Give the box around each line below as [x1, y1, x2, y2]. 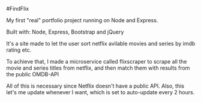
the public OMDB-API [6, 71, 59, 77]
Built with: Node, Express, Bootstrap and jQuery [6, 28, 124, 35]
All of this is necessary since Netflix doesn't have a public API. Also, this [6, 82, 185, 89]
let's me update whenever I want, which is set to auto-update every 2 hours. [6, 89, 195, 95]
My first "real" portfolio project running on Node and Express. [6, 17, 158, 23]
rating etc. [6, 46, 32, 53]
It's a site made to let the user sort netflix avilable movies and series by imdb [6, 40, 196, 47]
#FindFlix [6, 5, 29, 12]
